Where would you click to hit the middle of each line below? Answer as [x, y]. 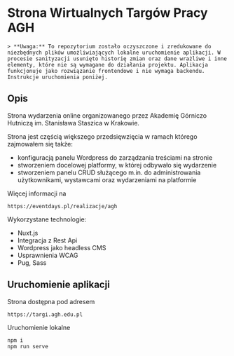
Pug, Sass [32, 262]
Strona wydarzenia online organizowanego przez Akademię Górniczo [107, 115]
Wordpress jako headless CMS [62, 247]
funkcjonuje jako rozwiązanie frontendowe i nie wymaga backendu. [106, 71]
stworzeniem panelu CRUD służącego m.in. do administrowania [109, 172]
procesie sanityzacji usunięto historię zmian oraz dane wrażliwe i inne [117, 59]
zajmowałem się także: [40, 144]
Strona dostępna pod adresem [51, 301]
